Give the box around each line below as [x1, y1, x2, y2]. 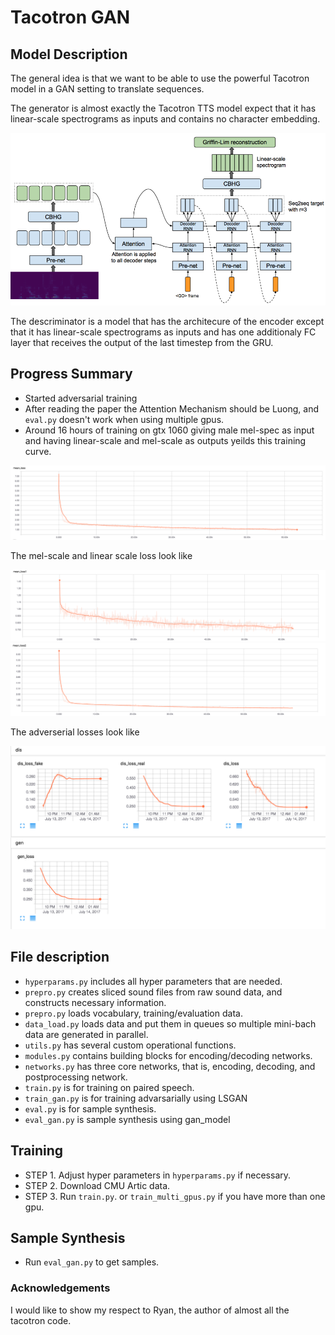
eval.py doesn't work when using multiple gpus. [24, 413, 225, 425]
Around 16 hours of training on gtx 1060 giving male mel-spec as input [24, 424, 315, 436]
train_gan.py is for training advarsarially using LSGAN [24, 1092, 248, 1104]
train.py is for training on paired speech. [24, 1081, 195, 1093]
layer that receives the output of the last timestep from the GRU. [10, 336, 274, 348]
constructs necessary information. [24, 996, 167, 1008]
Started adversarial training [24, 392, 138, 404]
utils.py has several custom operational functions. [24, 1039, 237, 1051]
